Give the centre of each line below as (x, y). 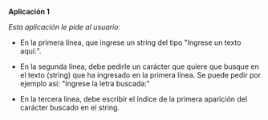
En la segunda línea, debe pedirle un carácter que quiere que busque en (139, 66)
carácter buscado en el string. (70, 108)
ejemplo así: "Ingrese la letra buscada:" (85, 84)
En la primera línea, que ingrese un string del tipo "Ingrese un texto (130, 42)
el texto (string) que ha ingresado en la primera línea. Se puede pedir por (140, 75)
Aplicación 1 (29, 12)
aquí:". (30, 51)
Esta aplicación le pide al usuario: (65, 27)
